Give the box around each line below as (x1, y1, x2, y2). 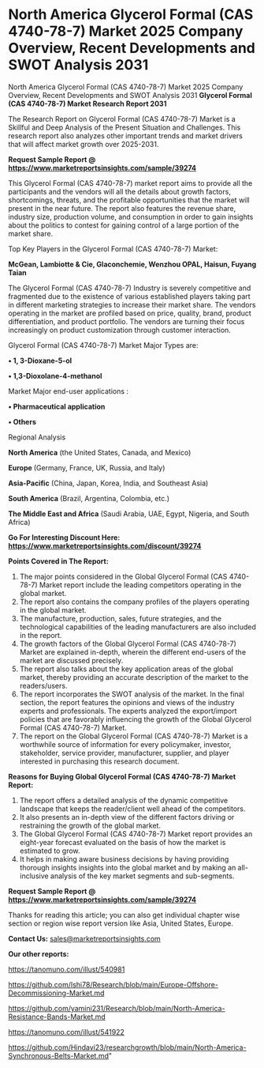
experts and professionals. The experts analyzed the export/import (19, 706, 237, 715)
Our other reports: (8, 949, 69, 958)
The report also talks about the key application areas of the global (19, 664, 234, 674)
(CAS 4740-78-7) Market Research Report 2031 (8, 99, 167, 108)
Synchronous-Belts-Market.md (8, 1051, 109, 1060)
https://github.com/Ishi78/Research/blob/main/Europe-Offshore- (8, 979, 219, 989)
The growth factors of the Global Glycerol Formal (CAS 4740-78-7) (19, 639, 236, 648)
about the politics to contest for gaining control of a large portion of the (8, 220, 240, 230)
